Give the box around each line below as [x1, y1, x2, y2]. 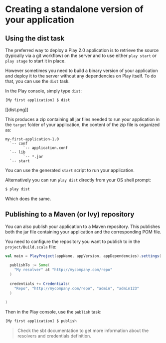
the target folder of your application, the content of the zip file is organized [5, 121, 160, 127]
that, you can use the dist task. [5, 78, 70, 84]
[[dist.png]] [5, 106, 28, 112]
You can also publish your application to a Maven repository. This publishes [5, 223, 161, 229]
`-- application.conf [23, 145, 68, 150]
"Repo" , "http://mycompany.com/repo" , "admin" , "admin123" [14, 286, 140, 291]
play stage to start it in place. [5, 58, 66, 63]
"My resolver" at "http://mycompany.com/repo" [14, 267, 113, 272]
